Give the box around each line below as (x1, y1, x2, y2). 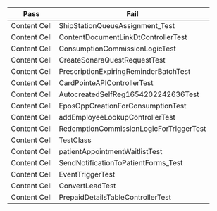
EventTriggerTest (58, 170, 116, 179)
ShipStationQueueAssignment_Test (58, 21, 175, 30)
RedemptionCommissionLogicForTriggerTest (58, 124, 206, 133)
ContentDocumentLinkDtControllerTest (58, 32, 188, 41)
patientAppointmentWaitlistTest (58, 147, 163, 156)
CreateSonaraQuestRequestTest (58, 56, 166, 65)
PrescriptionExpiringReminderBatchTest (58, 67, 191, 76)
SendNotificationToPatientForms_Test (58, 158, 183, 167)
